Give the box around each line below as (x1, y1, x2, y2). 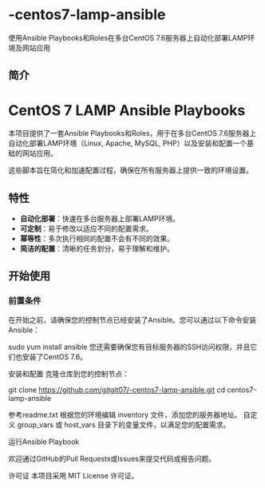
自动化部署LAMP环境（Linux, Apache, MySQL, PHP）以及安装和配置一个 (8, 138, 247, 149)
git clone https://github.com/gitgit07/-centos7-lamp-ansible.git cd (8, 385, 226, 395)
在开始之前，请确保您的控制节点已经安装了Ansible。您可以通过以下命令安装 (8, 315, 257, 324)
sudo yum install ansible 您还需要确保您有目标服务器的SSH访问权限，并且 (8, 342, 251, 351)
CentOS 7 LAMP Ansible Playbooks (8, 101, 246, 119)
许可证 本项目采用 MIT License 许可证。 (8, 470, 139, 480)
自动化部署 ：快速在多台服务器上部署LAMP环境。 (19, 214, 180, 224)
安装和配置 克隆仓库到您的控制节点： (8, 369, 129, 379)
